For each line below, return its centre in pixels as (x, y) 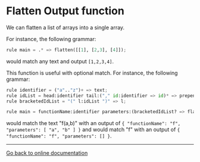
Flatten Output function (65, 11)
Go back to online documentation (47, 153)
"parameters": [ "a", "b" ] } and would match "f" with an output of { (93, 130)
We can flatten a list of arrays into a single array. (65, 27)
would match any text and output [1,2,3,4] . (60, 61)
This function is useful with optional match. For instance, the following (92, 73)
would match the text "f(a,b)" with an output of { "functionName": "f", (93, 123)
